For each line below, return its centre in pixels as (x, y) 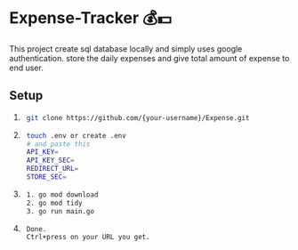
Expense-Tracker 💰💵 (90, 18)
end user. (27, 68)
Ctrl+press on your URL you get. (88, 238)
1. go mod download (62, 194)
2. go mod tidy (54, 203)
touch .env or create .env (76, 135)
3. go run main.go (60, 211)
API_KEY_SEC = (50, 161)
